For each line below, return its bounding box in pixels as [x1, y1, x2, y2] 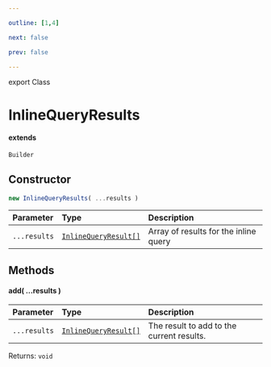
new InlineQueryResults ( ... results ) [8, 194, 139, 202]
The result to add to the [148, 320, 237, 331]
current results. [148, 331, 206, 342]
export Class [8, 78, 51, 87]
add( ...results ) [8, 286, 62, 296]
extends [8, 133, 37, 142]
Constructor [8, 173, 71, 187]
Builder [8, 150, 35, 158]
